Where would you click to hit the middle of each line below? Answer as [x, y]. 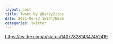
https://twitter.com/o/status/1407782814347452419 [56, 37]
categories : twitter [26, 23]
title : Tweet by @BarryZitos [34, 14]
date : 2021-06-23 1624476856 [34, 18]
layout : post [18, 9]
